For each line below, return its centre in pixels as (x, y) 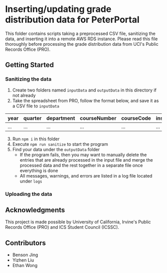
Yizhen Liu (23, 260)
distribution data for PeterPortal (72, 20)
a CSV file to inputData (36, 106)
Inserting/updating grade (58, 9)
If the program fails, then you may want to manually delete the (83, 155)
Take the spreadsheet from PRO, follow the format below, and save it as (85, 100)
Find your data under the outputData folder (56, 149)
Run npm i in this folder (36, 139)
